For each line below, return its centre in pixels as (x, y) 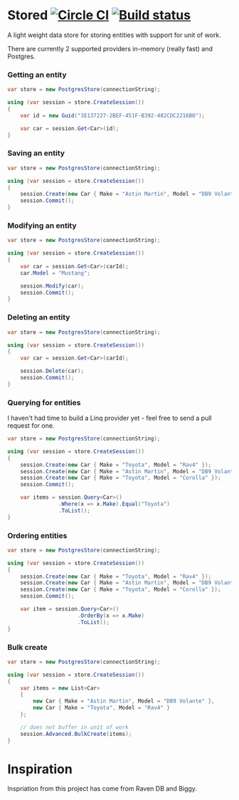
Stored (28, 15)
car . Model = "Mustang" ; (55, 273)
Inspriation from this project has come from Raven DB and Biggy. (102, 789)
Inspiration (40, 769)
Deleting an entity (39, 317)
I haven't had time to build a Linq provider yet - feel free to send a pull (110, 418)
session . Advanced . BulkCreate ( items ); (76, 734)
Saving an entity (36, 153)
